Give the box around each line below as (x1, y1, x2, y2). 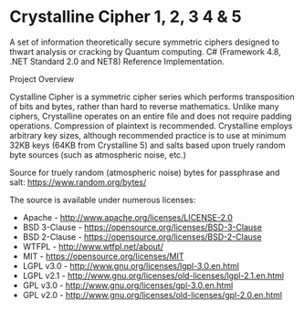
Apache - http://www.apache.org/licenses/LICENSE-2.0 (22, 211, 233, 222)
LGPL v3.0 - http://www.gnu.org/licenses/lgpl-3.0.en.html (22, 260, 240, 271)
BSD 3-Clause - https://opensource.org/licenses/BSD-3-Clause (22, 221, 263, 232)
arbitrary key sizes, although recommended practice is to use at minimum (9, 129, 287, 140)
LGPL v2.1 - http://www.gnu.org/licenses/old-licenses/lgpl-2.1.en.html (22, 270, 285, 281)
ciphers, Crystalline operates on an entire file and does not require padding (9, 110, 292, 121)
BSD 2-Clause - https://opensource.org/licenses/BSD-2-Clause (22, 231, 262, 242)
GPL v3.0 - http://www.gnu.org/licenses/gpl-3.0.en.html (22, 280, 234, 291)
